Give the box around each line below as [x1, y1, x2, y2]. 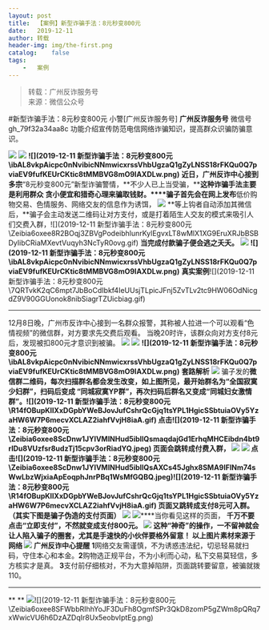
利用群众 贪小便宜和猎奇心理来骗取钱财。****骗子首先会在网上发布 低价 [14, 189, 251, 199]
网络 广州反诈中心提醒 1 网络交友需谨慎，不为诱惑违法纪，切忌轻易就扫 [8, 540, 250, 550]
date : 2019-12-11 [8, 26, 74, 34]
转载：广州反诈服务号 [27, 86, 98, 96]
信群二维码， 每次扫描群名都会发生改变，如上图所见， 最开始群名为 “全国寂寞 [8, 376, 258, 386]
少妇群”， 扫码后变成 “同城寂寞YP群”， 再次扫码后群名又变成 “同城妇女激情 [8, 386, 252, 396]
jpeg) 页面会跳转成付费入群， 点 [133, 443, 259, 453]
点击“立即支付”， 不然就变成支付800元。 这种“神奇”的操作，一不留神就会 [8, 520, 259, 530]
